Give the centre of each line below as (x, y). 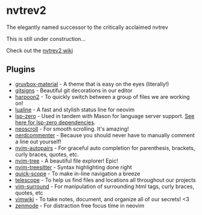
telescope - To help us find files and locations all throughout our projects (105, 180)
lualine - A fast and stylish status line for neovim (75, 110)
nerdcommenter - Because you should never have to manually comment (105, 135)
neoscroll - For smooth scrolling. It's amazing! (72, 129)
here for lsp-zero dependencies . (55, 122)
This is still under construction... (46, 39)
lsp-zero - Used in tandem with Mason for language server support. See (105, 116)
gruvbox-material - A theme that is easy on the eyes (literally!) (92, 84)
